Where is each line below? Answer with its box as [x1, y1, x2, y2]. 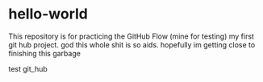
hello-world [8, 5, 89, 23]
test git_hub [8, 64, 48, 73]
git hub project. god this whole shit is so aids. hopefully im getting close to [8, 39, 256, 49]
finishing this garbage [8, 48, 81, 58]
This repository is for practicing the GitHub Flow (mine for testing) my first [8, 31, 254, 41]
